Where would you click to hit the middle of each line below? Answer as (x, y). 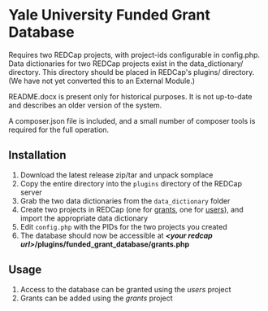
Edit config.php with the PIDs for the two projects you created (123, 226)
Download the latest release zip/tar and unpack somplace (117, 175)
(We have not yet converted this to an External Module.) (102, 81)
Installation (37, 155)
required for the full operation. (59, 129)
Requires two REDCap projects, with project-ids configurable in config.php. (134, 55)
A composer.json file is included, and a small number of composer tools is (132, 120)
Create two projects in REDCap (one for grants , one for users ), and (132, 209)
